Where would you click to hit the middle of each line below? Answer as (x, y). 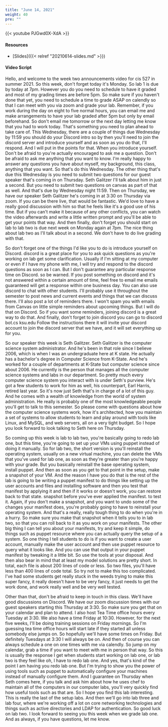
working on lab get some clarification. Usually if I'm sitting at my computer (82, 259)
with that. (15, 238)
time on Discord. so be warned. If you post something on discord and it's (80, 275)
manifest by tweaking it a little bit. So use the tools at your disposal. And (79, 555)
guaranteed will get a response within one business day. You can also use (81, 285)
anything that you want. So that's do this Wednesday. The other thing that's (83, 169)
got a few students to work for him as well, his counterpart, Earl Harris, (78, 385)
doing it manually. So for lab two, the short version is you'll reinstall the (78, 448)
